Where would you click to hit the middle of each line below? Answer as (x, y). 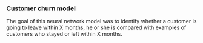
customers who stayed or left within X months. (64, 34)
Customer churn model (41, 8)
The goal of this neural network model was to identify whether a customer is (101, 21)
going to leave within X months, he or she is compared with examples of (96, 27)
